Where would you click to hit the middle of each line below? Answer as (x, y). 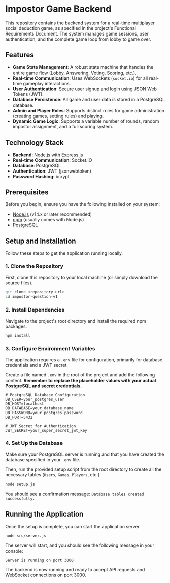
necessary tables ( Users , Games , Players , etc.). (53, 475)
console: (14, 551)
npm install (18, 335)
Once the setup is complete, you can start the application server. (73, 526)
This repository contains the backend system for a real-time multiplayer (80, 23)
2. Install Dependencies (35, 310)
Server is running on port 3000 (39, 560)
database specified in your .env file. (43, 459)
